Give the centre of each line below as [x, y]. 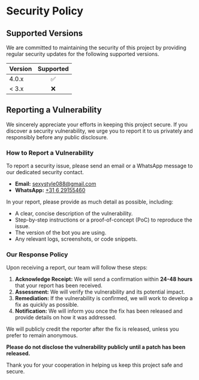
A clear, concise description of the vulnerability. [74, 214]
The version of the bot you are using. [61, 233]
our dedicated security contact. [45, 172]
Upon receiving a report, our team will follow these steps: [77, 268]
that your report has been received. [59, 286]
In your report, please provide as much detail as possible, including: [90, 202]
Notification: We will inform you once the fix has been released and [99, 311]
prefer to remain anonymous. [42, 336]
